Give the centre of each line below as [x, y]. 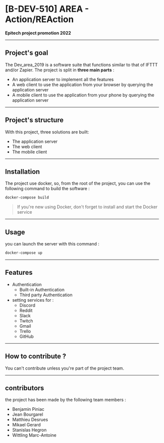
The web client [27, 146]
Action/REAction [40, 19]
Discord [27, 305]
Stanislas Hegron [29, 430]
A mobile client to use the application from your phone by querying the [83, 95]
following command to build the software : [47, 189]
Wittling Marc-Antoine [34, 435]
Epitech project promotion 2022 [38, 33]
